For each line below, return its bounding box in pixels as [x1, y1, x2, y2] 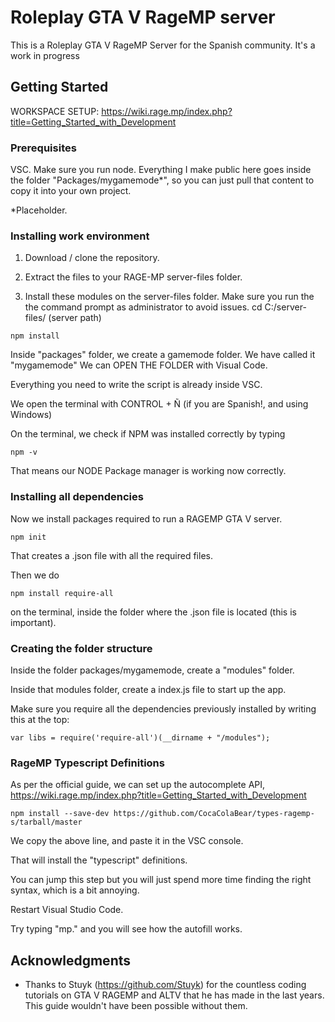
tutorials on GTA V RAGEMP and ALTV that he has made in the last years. [24, 989, 325, 1001]
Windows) [10, 409, 53, 421]
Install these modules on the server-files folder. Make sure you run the [24, 291, 315, 303]
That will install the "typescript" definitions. [10, 854, 188, 866]
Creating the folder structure [10, 641, 153, 655]
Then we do [10, 569, 60, 581]
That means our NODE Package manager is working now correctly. [10, 465, 287, 477]
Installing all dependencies [10, 490, 144, 504]
